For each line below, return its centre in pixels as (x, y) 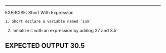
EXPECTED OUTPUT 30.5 (45, 46)
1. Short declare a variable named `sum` (48, 21)
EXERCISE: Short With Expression (40, 12)
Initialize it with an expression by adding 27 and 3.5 (64, 30)
